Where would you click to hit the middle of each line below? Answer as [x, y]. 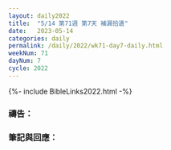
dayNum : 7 [25, 61]
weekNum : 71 [28, 53]
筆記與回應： [33, 137]
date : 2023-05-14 [41, 31]
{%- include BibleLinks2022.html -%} [70, 91]
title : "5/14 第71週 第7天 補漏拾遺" [68, 23]
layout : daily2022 [39, 16]
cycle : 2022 [28, 69]
